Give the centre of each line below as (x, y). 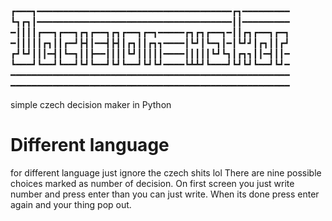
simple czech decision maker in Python (91, 105)
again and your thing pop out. (71, 205)
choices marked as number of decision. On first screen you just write (152, 184)
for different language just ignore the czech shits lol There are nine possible (166, 173)
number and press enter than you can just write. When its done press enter (165, 194)
